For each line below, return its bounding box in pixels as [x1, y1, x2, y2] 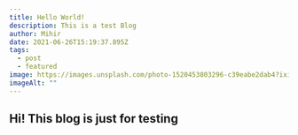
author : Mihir [9, 29, 62, 38]
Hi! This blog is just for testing [9, 111, 179, 126]
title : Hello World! [9, 12, 86, 22]
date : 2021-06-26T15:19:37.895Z [9, 37, 129, 47]
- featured [17, 63, 58, 71]
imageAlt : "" [9, 79, 58, 87]
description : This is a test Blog [9, 21, 137, 30]
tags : [9, 46, 29, 55]
